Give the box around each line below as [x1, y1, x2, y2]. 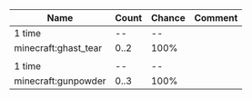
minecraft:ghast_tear [14, 42, 103, 54]
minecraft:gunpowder [14, 74, 106, 87]
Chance [150, 12, 186, 24]
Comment [194, 12, 238, 24]
